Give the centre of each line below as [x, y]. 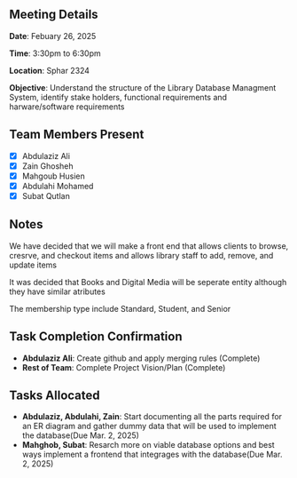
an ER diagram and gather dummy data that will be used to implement [149, 426]
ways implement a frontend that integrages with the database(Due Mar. [152, 454]
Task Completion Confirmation [96, 337]
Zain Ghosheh [47, 166]
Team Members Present [77, 135]
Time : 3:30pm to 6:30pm [55, 53]
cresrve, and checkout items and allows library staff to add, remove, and [141, 255]
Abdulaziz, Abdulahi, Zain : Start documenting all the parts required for [152, 417]
